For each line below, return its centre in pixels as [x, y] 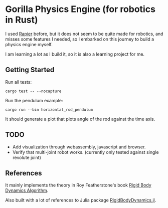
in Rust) [22, 20]
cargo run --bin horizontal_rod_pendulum [49, 110]
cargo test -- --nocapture [33, 91]
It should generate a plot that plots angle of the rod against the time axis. [80, 119]
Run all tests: [18, 82]
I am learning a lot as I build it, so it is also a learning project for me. [75, 54]
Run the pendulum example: [34, 100]
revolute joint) [27, 157]
